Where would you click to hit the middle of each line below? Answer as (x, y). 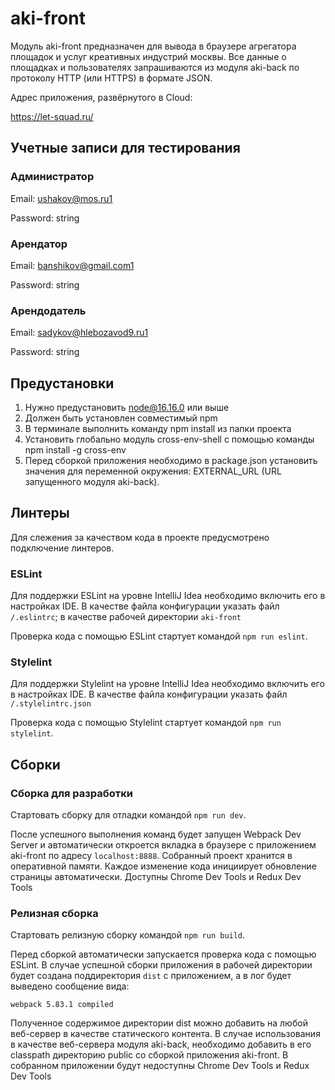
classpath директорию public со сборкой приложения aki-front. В (149, 1055)
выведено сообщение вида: (70, 986)
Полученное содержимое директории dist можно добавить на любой (159, 1023)
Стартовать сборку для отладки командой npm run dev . (128, 815)
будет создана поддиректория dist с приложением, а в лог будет (151, 976)
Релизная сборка (54, 914)
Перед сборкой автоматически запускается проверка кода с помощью (163, 954)
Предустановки (62, 383)
